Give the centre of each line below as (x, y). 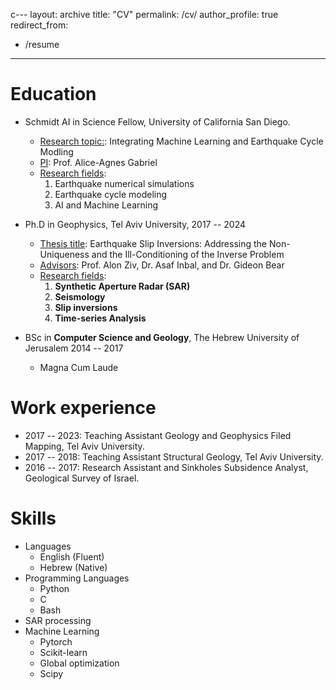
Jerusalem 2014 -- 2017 (74, 348)
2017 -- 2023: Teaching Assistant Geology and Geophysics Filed (158, 435)
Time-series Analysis (100, 318)
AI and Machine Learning (106, 205)
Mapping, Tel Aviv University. (84, 446)
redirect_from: (39, 25)
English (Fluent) (72, 556)
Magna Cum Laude (79, 367)
